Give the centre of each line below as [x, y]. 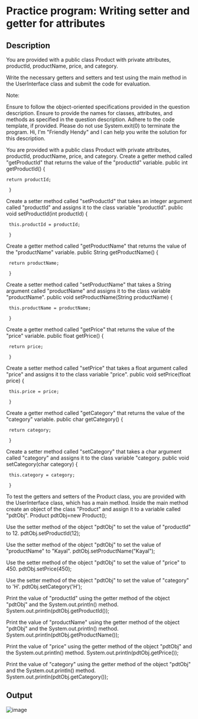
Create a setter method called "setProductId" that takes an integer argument [99, 201]
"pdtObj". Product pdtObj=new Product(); [56, 515]
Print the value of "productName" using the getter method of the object [93, 622]
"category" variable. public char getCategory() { [65, 419]
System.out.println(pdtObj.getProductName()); [63, 635]
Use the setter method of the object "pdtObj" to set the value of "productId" [98, 527]
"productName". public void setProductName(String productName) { [90, 297]
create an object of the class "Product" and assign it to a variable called [93, 509]
